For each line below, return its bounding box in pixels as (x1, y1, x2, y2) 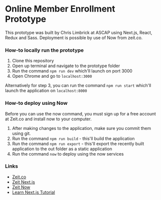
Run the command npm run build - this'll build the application (12, 135, 135, 141)
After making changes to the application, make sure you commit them (12, 125, 151, 131)
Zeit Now (12, 184, 31, 190)
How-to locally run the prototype (5, 47, 84, 54)
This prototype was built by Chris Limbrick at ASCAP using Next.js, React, (5, 29, 153, 35)
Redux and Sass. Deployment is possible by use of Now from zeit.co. (5, 35, 143, 41)
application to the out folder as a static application (12, 146, 113, 152)
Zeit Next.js (12, 179, 35, 185)
